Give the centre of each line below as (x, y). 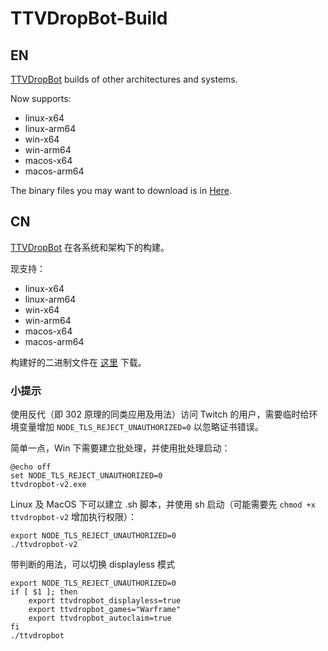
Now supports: (41, 98)
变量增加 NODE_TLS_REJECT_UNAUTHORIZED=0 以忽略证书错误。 (141, 427)
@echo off (31, 467)
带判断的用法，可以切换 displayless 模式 (93, 564)
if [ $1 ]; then (44, 592)
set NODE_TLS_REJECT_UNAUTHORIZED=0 (86, 476)
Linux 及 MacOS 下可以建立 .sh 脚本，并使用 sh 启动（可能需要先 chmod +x (163, 504)
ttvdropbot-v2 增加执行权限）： (74, 517)
